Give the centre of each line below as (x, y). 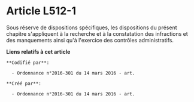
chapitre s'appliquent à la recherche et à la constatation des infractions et (97, 33)
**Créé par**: (24, 84)
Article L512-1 (41, 11)
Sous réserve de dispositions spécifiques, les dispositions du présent (92, 27)
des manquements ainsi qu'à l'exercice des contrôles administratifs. (90, 40)
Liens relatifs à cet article (38, 51)
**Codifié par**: (28, 63)
